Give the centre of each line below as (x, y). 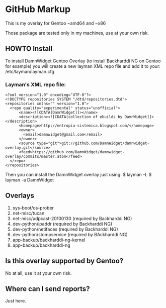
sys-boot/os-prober (33, 208)
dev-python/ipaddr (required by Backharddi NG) (62, 224)
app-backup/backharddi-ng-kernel (49, 240)
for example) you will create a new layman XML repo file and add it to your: (83, 66)
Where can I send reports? (48, 289)
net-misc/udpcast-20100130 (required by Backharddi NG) (72, 218)
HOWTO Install (29, 49)
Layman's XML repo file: (36, 84)
